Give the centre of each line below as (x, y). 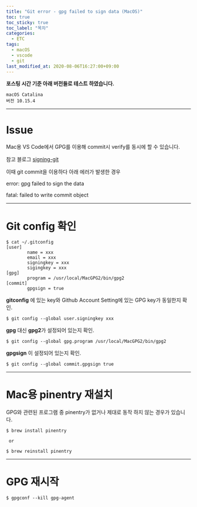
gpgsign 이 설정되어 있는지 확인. (44, 353)
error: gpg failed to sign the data (45, 184)
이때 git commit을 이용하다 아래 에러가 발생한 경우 (63, 172)
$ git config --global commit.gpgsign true (60, 364)
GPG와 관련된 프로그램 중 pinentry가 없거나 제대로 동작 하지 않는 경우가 (88, 412)
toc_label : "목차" (27, 28)
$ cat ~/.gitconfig (30, 242)
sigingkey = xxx (47, 268)
